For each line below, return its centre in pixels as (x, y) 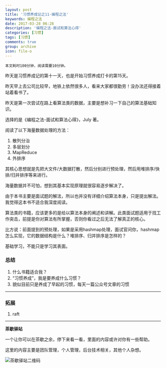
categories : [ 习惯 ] (24, 33)
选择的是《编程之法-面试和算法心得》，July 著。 (53, 119)
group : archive (21, 47)
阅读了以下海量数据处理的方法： (38, 130)
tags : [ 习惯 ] (18, 38)
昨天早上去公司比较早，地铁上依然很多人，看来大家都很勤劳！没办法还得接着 (83, 86)
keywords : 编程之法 (24, 19)
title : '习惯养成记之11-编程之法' (37, 14)
